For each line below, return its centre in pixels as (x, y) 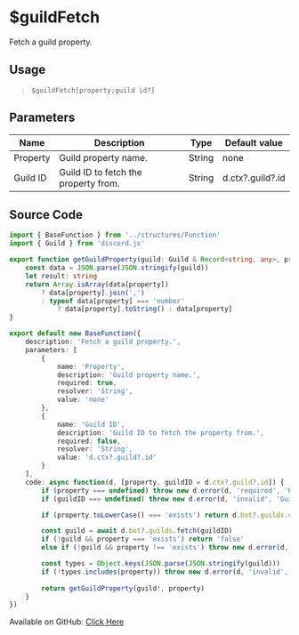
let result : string (61, 276)
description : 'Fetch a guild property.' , (103, 342)
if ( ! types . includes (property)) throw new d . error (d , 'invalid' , (165, 572)
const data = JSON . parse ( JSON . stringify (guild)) (117, 268)
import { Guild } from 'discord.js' (77, 244)
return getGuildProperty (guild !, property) (123, 588)
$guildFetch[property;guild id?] (93, 90)
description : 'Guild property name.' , (129, 375)
